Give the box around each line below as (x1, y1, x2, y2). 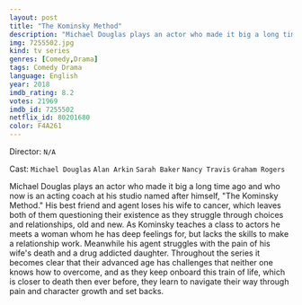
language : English (9, 72, 78, 81)
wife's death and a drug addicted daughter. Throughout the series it (9, 248, 261, 258)
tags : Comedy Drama (9, 64, 83, 73)
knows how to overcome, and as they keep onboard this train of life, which (9, 266, 286, 277)
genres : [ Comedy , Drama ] (9, 55, 99, 64)
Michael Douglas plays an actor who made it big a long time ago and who (9, 181, 280, 191)
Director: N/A (9, 146, 57, 157)
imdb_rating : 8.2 (9, 88, 75, 97)
